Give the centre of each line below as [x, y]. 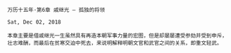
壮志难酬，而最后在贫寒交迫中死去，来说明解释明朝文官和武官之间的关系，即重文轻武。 [115, 43]
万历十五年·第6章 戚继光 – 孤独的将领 [56, 10]
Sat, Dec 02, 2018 [34, 22]
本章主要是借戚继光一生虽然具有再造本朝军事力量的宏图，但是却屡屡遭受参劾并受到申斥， [117, 36]
